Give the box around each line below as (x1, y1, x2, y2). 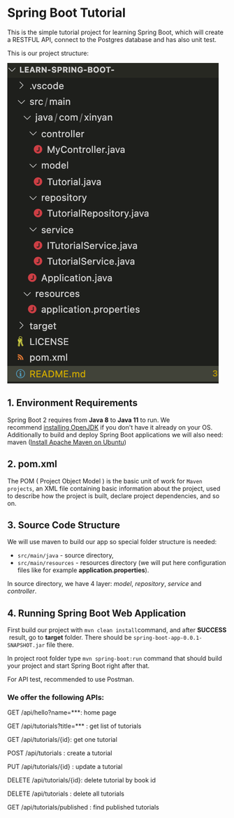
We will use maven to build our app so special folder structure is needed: (7, 538, 217, 546)
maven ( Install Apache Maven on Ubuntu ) (7, 438, 127, 446)
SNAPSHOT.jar (7, 642, 45, 649)
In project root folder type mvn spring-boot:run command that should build (7, 655, 222, 663)
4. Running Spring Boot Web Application (7, 607, 187, 619)
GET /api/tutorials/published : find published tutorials (7, 803, 159, 812)
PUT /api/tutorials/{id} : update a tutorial (7, 763, 123, 771)
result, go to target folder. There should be (8, 634, 132, 642)
